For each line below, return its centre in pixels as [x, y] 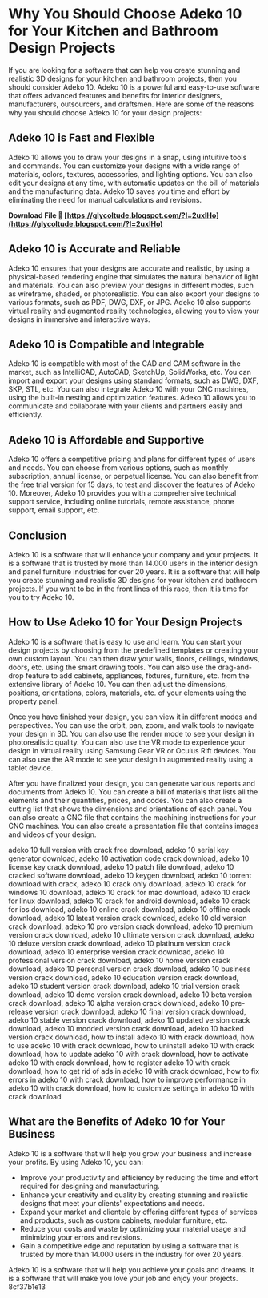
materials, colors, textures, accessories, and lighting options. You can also [131, 174]
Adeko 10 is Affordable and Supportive [106, 440]
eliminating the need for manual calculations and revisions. [105, 199]
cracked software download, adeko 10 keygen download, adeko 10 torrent [130, 875]
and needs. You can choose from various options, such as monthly [118, 468]
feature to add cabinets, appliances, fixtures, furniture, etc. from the [137, 675]
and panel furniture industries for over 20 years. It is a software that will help [134, 572]
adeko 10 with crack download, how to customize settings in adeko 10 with [131, 1088]
